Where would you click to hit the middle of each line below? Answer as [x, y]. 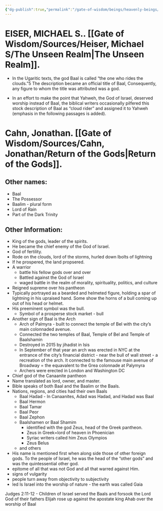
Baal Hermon [32, 401]
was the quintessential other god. [45, 464]
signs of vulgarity [29, 474]
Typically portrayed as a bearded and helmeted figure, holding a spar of [84, 293]
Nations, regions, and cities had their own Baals [60, 391]
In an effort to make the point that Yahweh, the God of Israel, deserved [82, 98]
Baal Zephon [32, 417]
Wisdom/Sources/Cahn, [55, 143]
